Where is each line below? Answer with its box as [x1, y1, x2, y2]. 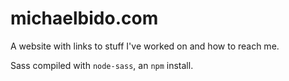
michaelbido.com [10, 7, 159, 30]
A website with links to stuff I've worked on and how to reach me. [10, 40, 280, 52]
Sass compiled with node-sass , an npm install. [10, 59, 194, 71]
